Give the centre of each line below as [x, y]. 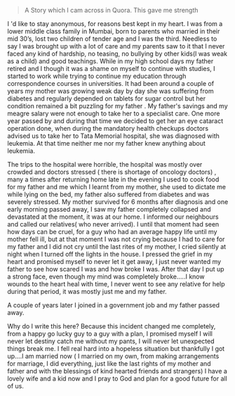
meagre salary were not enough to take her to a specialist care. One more [114, 113]
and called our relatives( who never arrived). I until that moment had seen [113, 224]
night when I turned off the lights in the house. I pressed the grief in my [110, 254]
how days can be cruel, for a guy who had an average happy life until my [112, 232]
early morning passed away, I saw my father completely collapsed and [109, 209]
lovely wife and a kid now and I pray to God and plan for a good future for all [117, 378]
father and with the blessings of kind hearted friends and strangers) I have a [117, 371]
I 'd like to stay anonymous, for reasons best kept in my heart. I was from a [115, 24]
